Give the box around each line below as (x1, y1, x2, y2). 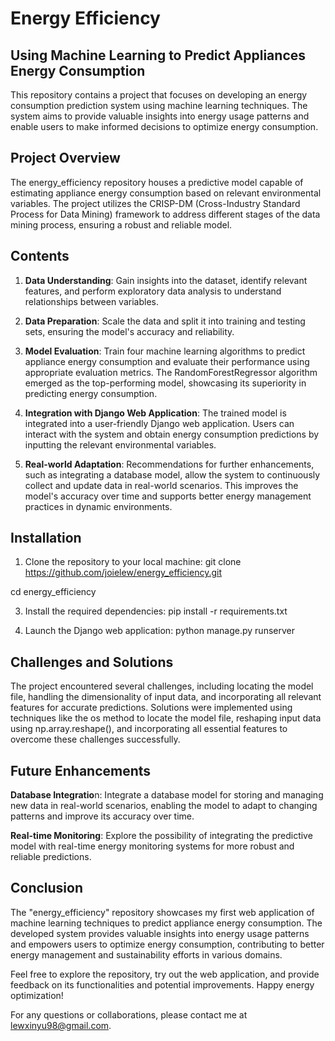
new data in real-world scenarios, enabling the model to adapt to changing (10, 800, 318, 812)
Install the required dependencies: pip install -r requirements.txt (24, 605, 288, 617)
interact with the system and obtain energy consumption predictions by (24, 428, 320, 440)
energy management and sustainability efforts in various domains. (10, 948, 283, 961)
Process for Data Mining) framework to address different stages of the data (10, 208, 321, 220)
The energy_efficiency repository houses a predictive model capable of (10, 176, 304, 188)
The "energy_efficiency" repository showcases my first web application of (10, 906, 315, 918)
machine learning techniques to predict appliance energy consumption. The (10, 917, 323, 929)
